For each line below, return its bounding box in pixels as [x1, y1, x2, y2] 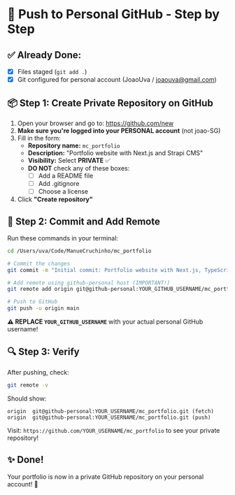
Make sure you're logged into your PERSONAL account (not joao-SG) [17, 126, 221, 135]
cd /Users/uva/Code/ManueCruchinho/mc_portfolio [7, 247, 152, 254]
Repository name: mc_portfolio [27, 141, 120, 150]
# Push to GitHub [7, 299, 58, 306]
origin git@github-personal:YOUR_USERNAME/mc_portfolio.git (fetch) [7, 408, 215, 415]
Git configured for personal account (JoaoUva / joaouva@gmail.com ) [17, 76, 217, 84]
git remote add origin [7, 286, 73, 293]
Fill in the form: [17, 134, 61, 142]
